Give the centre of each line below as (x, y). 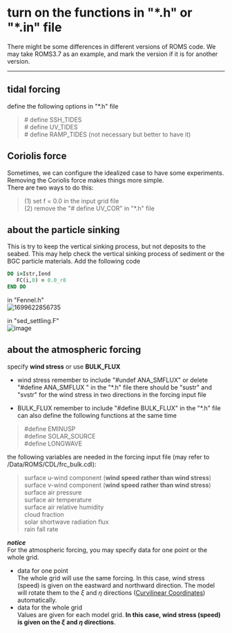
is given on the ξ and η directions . (66, 622)
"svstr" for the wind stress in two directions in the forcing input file (112, 394)
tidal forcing (34, 90)
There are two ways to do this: (50, 187)
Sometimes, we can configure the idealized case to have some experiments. (116, 173)
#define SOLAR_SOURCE (60, 436)
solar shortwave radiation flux (66, 522)
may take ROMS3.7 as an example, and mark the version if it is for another (113, 54)
